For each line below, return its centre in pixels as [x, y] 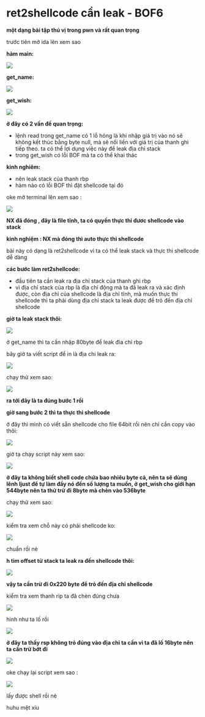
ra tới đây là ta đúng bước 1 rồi [45, 400]
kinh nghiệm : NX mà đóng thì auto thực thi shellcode [75, 239]
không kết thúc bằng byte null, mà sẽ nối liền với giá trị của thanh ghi [102, 142]
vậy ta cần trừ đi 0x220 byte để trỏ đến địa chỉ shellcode [80, 584]
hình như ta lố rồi [28, 619]
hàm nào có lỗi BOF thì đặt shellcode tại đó [69, 185]
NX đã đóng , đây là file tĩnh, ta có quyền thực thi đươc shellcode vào [95, 220]
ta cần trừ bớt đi [27, 649]
